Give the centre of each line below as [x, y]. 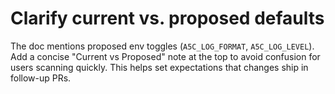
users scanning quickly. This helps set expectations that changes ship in [159, 67]
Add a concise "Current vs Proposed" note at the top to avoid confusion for [165, 56]
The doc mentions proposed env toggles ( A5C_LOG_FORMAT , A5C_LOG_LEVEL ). [162, 46]
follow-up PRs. [41, 78]
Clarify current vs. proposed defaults [167, 18]
